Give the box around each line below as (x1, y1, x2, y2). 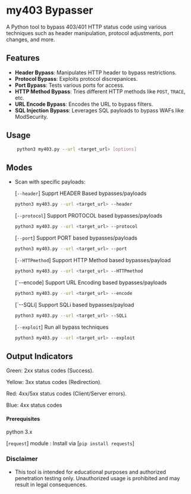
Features (6, 53, 40, 63)
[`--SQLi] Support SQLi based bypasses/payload (14, 301, 134, 308)
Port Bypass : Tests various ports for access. (14, 81, 125, 89)
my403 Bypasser (6, 4, 93, 17)
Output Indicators (6, 351, 73, 361)
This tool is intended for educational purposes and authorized (14, 468, 167, 476)
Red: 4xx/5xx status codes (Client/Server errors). (6, 390, 127, 397)
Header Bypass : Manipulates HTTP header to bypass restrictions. (14, 69, 177, 76)
